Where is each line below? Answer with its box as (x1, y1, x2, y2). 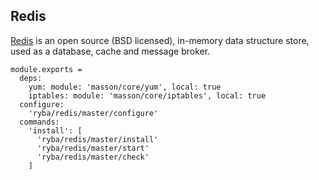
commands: (19, 117, 60, 127)
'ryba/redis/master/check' (36, 152, 150, 162)
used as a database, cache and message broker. (10, 45, 211, 57)
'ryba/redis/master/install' (36, 134, 159, 144)
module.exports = (10, 64, 83, 74)
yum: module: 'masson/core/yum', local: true (28, 82, 222, 92)
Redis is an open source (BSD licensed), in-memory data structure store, (10, 34, 310, 46)
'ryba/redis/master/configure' (28, 108, 159, 118)
